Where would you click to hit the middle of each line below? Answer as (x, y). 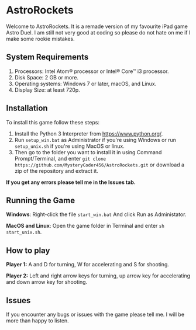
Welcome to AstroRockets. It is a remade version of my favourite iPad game (97, 26)
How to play (28, 250)
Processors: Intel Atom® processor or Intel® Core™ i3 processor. (92, 71)
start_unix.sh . (24, 232)
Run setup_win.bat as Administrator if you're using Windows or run (95, 140)
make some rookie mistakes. (40, 39)
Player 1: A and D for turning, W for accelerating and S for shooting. (88, 265)
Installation (27, 108)
